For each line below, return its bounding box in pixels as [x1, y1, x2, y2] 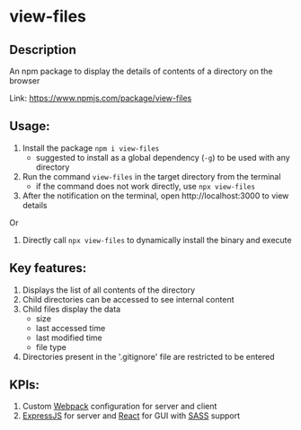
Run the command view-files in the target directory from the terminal [22, 171, 281, 181]
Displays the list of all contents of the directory [22, 285, 196, 295]
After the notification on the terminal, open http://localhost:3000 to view [22, 190, 289, 201]
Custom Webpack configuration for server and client [22, 401, 217, 412]
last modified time [35, 332, 103, 343]
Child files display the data [22, 303, 121, 314]
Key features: [9, 260, 87, 276]
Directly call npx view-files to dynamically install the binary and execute [22, 234, 292, 245]
